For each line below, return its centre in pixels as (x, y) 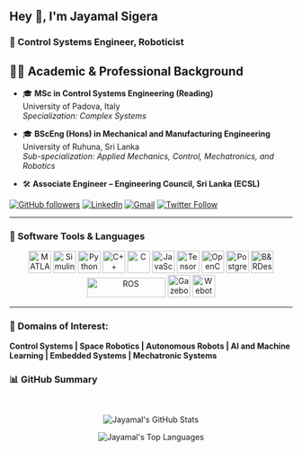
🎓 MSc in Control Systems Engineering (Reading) (118, 93)
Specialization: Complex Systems (84, 116)
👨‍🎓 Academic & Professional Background (127, 71)
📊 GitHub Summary (53, 379)
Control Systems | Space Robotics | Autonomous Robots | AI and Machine (150, 346)
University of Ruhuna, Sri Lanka (81, 147)
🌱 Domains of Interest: (59, 326)
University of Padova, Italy (71, 106)
